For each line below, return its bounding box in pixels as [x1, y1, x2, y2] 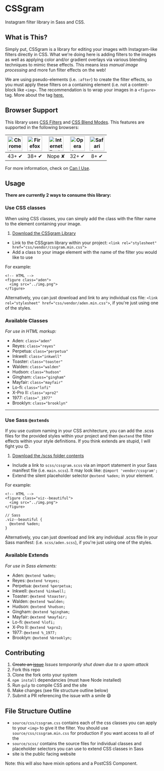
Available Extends [5, 552, 49, 559]
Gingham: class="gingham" [12, 374, 66, 380]
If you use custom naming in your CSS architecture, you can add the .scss [5, 428, 154, 434]
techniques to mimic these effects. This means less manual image [5, 62, 138, 67]
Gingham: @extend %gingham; [12, 608, 70, 614]
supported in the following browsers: [5, 124, 79, 130]
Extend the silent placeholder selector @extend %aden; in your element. [12, 473, 154, 479]
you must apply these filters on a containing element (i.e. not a [5, 82, 131, 87]
